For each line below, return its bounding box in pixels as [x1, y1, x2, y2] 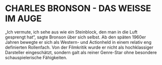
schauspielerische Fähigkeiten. [5, 54, 67, 60]
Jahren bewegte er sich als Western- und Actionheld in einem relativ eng [5, 39, 152, 45]
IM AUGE [5, 13, 42, 24]
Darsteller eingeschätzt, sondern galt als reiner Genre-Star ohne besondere [5, 49, 157, 55]
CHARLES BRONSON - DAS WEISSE [5, 3, 151, 14]
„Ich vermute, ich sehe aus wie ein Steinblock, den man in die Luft [5, 29, 138, 35]
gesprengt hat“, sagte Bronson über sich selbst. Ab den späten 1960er [5, 34, 146, 40]
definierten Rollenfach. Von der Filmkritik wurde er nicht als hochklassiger [5, 44, 154, 50]
